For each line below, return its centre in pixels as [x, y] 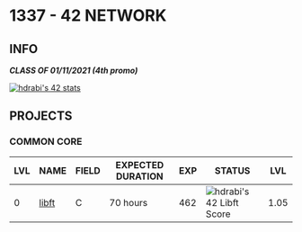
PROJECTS [41, 116]
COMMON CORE [46, 142]
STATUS [232, 170]
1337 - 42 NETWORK [88, 16]
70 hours [129, 202]
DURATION [139, 176]
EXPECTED [140, 165]
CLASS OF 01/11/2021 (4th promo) [74, 70]
